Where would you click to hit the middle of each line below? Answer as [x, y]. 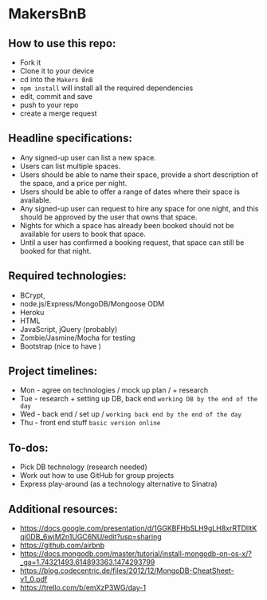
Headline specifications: [71, 138]
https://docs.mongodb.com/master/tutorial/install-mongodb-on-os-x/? [136, 554]
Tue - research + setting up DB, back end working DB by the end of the [139, 399]
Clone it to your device [57, 71]
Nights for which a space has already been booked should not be [127, 225]
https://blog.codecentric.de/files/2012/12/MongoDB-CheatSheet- [127, 570]
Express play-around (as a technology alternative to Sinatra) [118, 484]
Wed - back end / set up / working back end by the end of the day [130, 414]
